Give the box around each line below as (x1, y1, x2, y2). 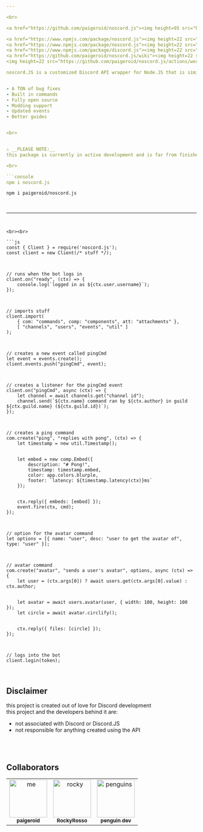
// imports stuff (6, 308, 50, 315)
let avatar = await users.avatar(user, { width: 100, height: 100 (17, 600, 188, 606)
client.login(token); (6, 658, 61, 664)
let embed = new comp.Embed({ (17, 456, 94, 463)
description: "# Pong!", (28, 462, 91, 468)
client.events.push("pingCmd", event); (6, 361, 107, 367)
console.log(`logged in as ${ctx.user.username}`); (17, 282, 150, 288)
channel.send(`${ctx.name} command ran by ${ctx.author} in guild (17, 398, 188, 404)
